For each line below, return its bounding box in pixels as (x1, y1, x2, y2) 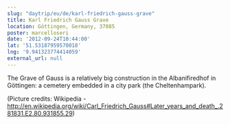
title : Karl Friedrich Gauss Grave (7, 17, 109, 23)
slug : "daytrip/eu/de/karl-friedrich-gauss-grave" (7, 10, 155, 17)
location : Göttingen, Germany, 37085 (7, 23, 115, 30)
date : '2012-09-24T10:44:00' (7, 36, 91, 43)
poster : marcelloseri (7, 29, 69, 37)
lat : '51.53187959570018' (7, 42, 81, 49)
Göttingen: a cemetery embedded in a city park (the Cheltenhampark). (7, 81, 207, 90)
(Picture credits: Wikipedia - (7, 94, 87, 103)
